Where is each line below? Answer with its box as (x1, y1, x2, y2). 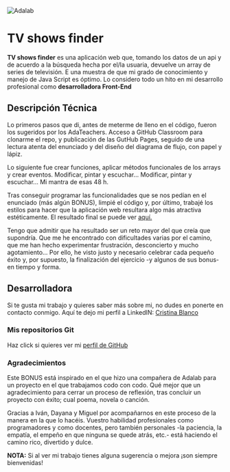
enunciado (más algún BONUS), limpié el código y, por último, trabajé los (7, 198, 214, 206)
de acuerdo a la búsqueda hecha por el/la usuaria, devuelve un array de (7, 60, 211, 69)
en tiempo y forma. (7, 262, 61, 271)
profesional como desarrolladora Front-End (7, 82, 132, 91)
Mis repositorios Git (7, 325, 74, 335)
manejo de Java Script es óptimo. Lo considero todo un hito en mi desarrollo (7, 75, 223, 83)
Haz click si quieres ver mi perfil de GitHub (7, 341, 128, 349)
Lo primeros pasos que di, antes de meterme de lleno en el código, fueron (7, 120, 217, 128)
